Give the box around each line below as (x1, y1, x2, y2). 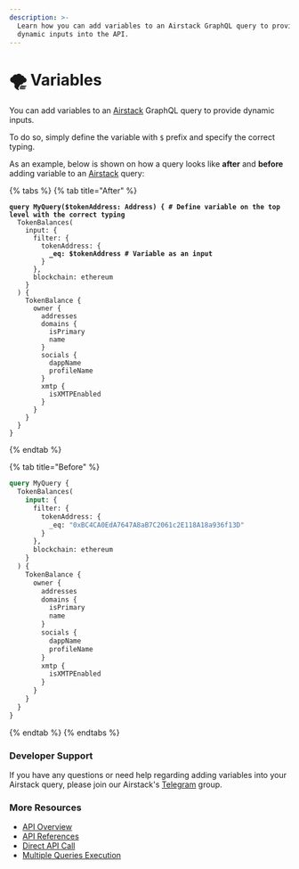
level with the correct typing (9, 210, 125, 219)
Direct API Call (21, 840, 76, 851)
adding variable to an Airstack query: (9, 168, 145, 179)
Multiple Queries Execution (21, 850, 122, 861)
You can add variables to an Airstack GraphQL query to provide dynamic (9, 105, 275, 116)
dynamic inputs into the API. (17, 29, 129, 38)
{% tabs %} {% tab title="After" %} (9, 185, 138, 196)
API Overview (21, 822, 73, 832)
